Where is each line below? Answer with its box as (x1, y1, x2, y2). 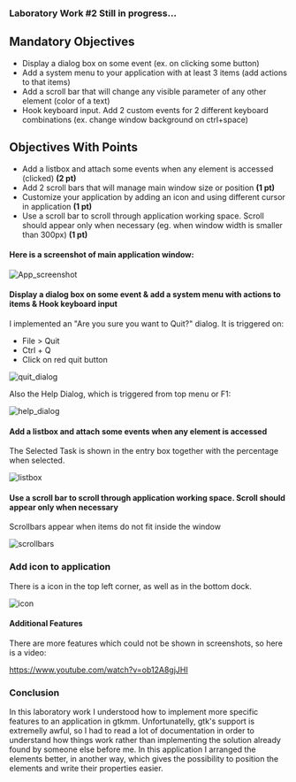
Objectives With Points (9, 140, 139, 155)
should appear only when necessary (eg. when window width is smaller (21, 219, 283, 230)
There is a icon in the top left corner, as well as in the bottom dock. (9, 580, 252, 591)
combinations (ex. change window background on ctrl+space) (21, 114, 249, 125)
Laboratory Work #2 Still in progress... (9, 7, 177, 19)
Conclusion (9, 686, 60, 699)
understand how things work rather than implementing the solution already (9, 735, 281, 746)
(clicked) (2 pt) (21, 172, 77, 183)
